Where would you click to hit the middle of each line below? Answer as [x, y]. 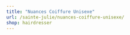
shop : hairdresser [29, 23]
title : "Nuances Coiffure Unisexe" [51, 12]
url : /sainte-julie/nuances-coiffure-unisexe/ [65, 17]
